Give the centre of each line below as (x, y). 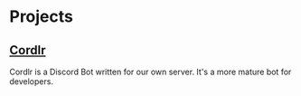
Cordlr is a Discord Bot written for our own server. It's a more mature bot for (150, 72)
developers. (32, 82)
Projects (42, 17)
